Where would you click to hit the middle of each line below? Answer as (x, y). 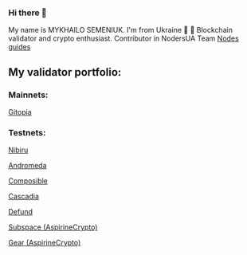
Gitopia (20, 112)
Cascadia (24, 196)
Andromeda (27, 166)
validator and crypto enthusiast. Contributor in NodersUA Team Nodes (123, 38)
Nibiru (18, 150)
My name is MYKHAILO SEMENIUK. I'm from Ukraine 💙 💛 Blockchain (121, 30)
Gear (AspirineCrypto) (45, 243)
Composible (28, 181)
